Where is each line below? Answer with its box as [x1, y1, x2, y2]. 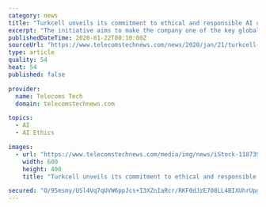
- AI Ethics [15, 128, 55, 137]
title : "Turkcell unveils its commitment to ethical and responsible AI [8, 19, 253, 27]
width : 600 [22, 158, 59, 166]
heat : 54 [8, 63, 37, 71]
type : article [8, 48, 55, 56]
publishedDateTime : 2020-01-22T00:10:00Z [8, 33, 147, 42]
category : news [8, 11, 59, 20]
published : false [8, 71, 66, 79]
